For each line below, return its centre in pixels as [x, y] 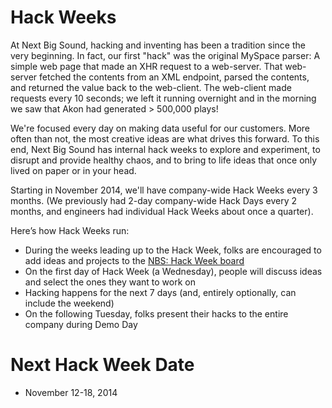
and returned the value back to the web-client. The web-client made [151, 87]
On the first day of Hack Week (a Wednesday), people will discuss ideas [173, 271]
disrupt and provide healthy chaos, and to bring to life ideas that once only [164, 160]
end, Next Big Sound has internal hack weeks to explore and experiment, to [165, 149]
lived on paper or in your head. [73, 170]
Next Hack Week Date [102, 365]
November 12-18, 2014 [71, 392]
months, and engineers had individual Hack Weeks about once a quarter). [162, 211]
